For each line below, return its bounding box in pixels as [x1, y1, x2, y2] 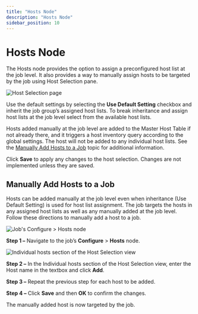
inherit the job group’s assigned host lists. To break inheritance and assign [6, 107, 188, 114]
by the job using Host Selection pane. [6, 78, 98, 85]
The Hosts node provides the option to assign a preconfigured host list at [6, 65, 186, 72]
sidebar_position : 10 [6, 20, 60, 26]
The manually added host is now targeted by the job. [6, 301, 136, 309]
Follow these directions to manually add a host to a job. [6, 214, 142, 221]
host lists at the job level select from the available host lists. [6, 114, 152, 121]
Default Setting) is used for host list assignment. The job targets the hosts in [6, 201, 193, 209]
